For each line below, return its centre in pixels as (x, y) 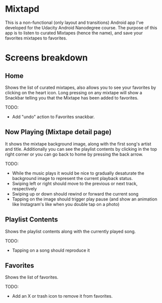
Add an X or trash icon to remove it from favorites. (62, 296)
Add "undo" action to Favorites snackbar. (53, 117)
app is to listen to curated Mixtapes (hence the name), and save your (74, 33)
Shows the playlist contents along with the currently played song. (71, 231)
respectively (25, 188)
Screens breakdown (46, 58)
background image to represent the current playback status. (72, 178)
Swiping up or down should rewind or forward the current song (75, 194)
